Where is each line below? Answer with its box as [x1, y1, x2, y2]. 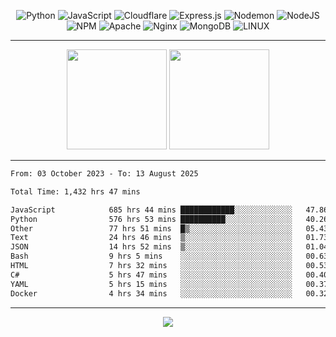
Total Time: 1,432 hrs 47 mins [10, 186, 141, 197]
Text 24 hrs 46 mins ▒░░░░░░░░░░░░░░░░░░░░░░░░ [10, 233, 293, 243]
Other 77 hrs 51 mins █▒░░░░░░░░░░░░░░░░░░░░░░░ [10, 223, 293, 234]
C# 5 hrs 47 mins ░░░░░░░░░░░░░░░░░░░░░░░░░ [10, 270, 293, 280]
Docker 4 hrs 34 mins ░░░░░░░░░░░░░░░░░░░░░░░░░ [10, 288, 293, 299]
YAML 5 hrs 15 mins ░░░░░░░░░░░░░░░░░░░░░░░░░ [10, 279, 293, 289]
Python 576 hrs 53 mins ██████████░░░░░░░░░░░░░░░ [10, 214, 293, 224]
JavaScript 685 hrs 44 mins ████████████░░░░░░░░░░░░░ [10, 205, 293, 215]
